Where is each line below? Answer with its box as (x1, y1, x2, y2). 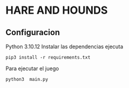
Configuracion (5, 27, 60, 37)
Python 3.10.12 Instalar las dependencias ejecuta (5, 43, 124, 50)
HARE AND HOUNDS (5, 4, 108, 17)
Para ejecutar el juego (5, 65, 59, 72)
